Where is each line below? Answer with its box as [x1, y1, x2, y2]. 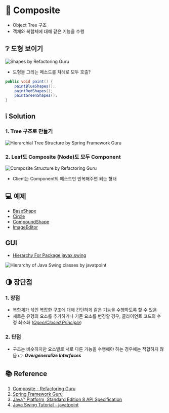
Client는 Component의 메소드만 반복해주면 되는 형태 [12, 176, 117, 182]
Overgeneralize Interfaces [24, 352, 81, 358]
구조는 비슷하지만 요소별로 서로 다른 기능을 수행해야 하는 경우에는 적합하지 [12, 346, 159, 352]
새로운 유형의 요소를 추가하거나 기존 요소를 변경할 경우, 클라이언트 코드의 [12, 313, 156, 319]
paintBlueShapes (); [14, 84, 56, 89]
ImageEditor [12, 224, 38, 230]
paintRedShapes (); [14, 88, 53, 93]
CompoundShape [12, 218, 50, 224]
